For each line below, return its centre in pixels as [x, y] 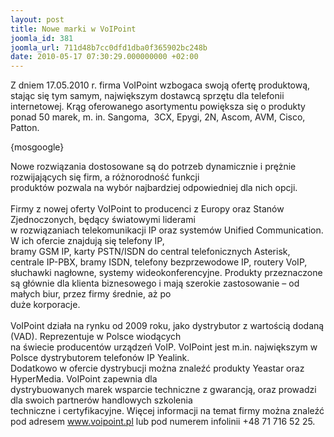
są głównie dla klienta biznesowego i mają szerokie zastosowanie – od [155, 283]
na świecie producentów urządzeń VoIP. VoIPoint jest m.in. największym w [164, 347]
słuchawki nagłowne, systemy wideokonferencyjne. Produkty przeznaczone [166, 273]
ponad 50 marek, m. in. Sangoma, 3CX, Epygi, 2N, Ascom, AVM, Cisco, [158, 117]
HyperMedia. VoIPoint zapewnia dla [84, 379]
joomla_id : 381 [42, 38]
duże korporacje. [45, 305]
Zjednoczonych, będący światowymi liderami [103, 220]
